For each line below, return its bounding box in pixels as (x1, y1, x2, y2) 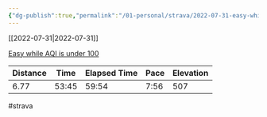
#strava (8, 100, 33, 111)
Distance (12, 67, 47, 78)
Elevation (172, 67, 209, 78)
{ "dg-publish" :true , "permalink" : (8, 11, 119, 20)
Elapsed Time (84, 67, 138, 78)
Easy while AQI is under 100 (8, 48, 99, 58)
